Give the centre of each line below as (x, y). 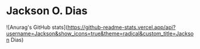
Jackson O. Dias (47, 11)
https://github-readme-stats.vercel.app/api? (122, 27)
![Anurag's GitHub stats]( (37, 27)
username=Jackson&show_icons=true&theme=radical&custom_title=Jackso (100, 33)
